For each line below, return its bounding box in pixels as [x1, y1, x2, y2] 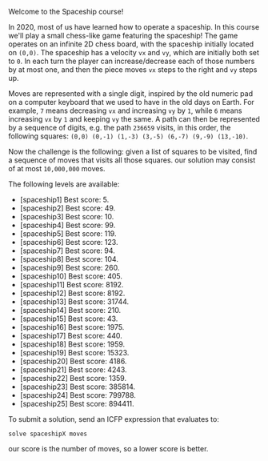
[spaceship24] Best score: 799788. [19, 391, 136, 399]
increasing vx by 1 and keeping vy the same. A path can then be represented [8, 114, 260, 123]
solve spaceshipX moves [8, 430, 88, 438]
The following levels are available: [8, 179, 120, 189]
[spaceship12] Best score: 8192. [19, 288, 126, 298]
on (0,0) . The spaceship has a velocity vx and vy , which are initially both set [8, 48, 260, 57]
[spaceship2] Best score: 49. [19, 203, 116, 213]
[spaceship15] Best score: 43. [19, 314, 118, 323]
